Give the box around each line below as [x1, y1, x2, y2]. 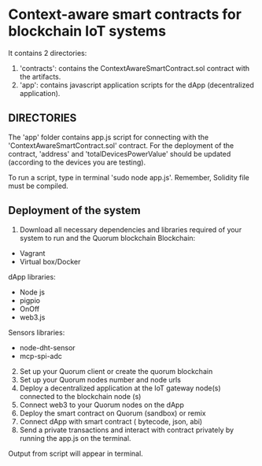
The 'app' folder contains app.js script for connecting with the [8, 132, 209, 142]
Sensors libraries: [8, 327, 65, 337]
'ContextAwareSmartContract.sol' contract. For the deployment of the [8, 140, 234, 150]
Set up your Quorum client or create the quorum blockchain [19, 366, 213, 375]
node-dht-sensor [19, 342, 76, 352]
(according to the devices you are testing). [8, 157, 146, 167]
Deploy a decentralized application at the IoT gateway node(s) [19, 383, 222, 393]
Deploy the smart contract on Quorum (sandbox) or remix [19, 408, 206, 418]
